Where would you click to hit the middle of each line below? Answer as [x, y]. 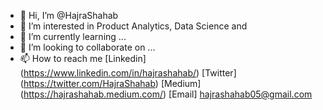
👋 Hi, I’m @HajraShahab [69, 15]
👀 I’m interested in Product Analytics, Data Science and [133, 26]
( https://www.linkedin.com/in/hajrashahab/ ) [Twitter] [128, 73]
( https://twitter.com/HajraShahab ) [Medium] [110, 83]
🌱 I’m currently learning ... [73, 36]
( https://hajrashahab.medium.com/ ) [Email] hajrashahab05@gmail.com [166, 94]
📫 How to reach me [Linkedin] [83, 58]
